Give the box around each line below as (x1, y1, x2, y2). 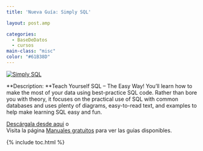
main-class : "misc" (6, 48, 56, 54)
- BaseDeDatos (12, 37, 48, 43)
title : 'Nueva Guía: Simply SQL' (6, 9, 91, 15)
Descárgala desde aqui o (6, 120, 69, 127)
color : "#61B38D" (6, 54, 51, 60)
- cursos (12, 42, 34, 49)
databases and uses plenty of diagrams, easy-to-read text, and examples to (6, 101, 197, 109)
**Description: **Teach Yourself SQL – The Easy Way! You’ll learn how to (6, 82, 193, 89)
